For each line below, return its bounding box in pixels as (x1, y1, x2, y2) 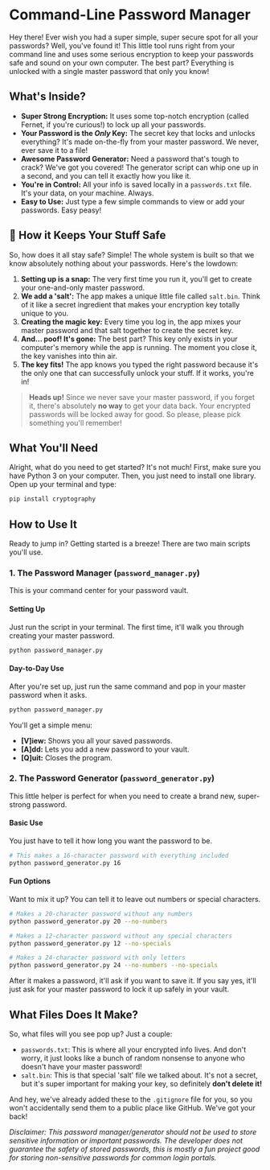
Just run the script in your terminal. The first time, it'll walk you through (9, 622, 244, 632)
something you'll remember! (28, 418, 123, 427)
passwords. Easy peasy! (20, 205, 102, 215)
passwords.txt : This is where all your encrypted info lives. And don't (20, 1044, 247, 1055)
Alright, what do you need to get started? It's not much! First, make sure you (9, 463, 261, 472)
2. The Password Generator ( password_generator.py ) (9, 772, 215, 784)
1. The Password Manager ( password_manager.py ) (9, 567, 200, 579)
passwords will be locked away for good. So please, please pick (28, 409, 242, 419)
